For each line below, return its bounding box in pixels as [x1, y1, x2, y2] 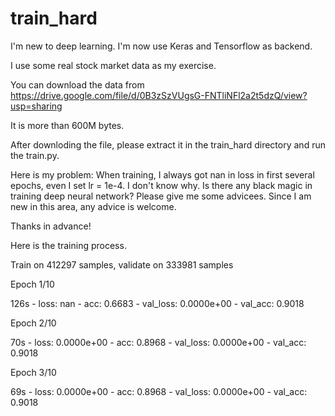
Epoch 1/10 [10, 278, 55, 290]
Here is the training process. [10, 239, 127, 251]
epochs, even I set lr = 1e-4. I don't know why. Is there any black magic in [10, 179, 313, 191]
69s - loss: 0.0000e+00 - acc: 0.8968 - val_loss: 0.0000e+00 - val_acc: [10, 385, 308, 397]
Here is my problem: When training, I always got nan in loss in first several [10, 168, 315, 181]
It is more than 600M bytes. [10, 119, 125, 131]
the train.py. [10, 149, 60, 161]
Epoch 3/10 [10, 366, 57, 378]
